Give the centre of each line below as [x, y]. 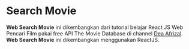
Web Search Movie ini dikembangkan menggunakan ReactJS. [83, 40]
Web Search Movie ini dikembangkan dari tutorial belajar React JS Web [95, 27]
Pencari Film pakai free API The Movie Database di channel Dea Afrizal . [94, 33]
